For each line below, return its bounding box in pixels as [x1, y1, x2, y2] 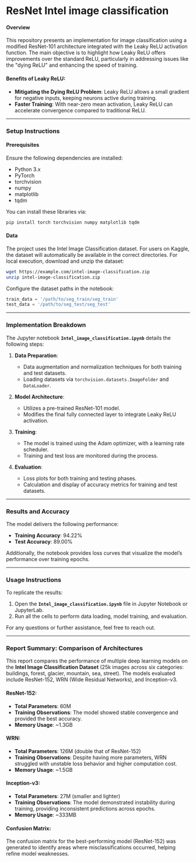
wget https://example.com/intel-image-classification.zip [6, 269, 150, 274]
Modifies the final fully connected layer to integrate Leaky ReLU [23, 411, 177, 418]
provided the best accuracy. [14, 715, 82, 722]
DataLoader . [23, 382, 51, 389]
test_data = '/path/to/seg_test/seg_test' [6, 301, 111, 308]
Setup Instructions [6, 127, 60, 135]
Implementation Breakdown [6, 321, 86, 329]
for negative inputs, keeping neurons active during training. [14, 94, 157, 101]
